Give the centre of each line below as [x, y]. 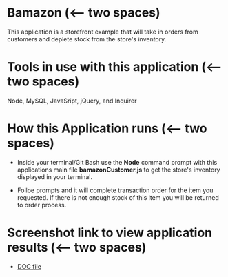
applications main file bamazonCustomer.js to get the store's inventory [118, 170]
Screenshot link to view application [110, 233]
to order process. [42, 205]
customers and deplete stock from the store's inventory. [87, 39]
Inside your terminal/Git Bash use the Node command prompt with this [117, 162]
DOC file [29, 266]
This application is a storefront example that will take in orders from [103, 32]
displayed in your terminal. [55, 176]
